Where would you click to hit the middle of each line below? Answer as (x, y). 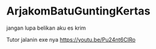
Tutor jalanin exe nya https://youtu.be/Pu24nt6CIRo (71, 39)
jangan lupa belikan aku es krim (46, 28)
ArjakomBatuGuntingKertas (79, 11)
